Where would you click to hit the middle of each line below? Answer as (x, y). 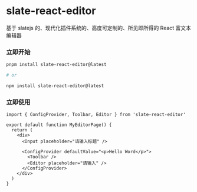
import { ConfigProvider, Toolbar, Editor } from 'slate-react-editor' (96, 115)
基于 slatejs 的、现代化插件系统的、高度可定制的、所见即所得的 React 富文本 (99, 28)
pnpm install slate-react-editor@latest (57, 65)
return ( (22, 130)
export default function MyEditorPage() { (59, 125)
